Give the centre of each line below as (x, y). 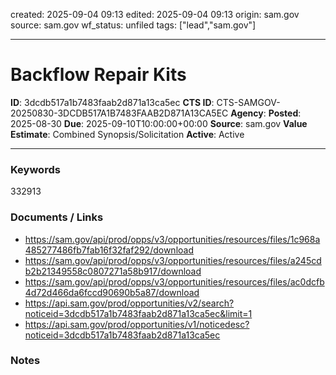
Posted (283, 113)
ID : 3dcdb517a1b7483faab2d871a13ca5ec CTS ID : (112, 102)
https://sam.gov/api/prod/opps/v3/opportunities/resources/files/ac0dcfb (174, 281)
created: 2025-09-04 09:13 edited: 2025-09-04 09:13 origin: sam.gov (155, 14)
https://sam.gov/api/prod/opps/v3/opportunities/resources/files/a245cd (173, 260)
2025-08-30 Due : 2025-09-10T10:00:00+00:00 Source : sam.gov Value (159, 123)
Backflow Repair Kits (98, 75)
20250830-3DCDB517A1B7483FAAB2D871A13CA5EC (119, 113)
